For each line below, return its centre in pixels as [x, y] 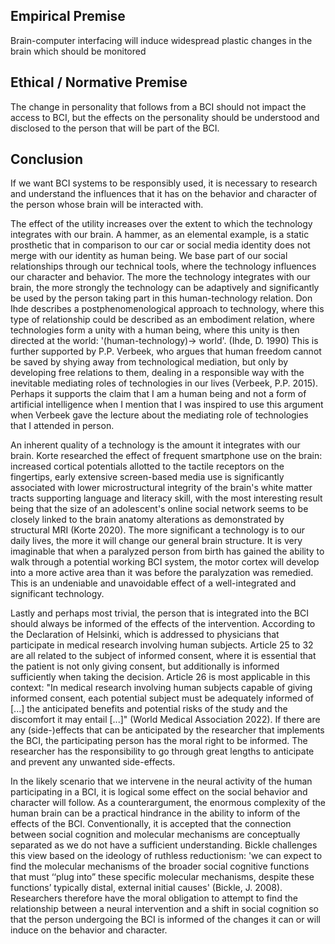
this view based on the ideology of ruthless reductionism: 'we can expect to [166, 856]
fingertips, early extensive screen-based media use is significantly [147, 477]
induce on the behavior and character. [89, 930]
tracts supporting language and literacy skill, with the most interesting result [166, 498]
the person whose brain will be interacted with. [107, 205]
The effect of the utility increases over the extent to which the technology [161, 224]
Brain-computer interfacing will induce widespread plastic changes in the [161, 40]
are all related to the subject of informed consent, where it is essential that [163, 656]
